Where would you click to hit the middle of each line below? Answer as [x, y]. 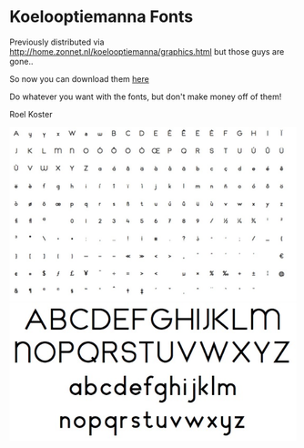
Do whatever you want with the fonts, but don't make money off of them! [146, 97]
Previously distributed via [57, 42]
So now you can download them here [80, 78]
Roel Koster [31, 114]
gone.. [21, 61]
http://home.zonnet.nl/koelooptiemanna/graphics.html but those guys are [147, 51]
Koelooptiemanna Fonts [101, 17]
